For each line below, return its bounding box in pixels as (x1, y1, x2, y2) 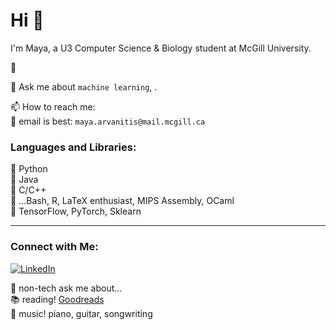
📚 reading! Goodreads (10, 293, 105, 305)
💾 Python (10, 163, 48, 175)
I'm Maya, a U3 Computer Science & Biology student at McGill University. (10, 42, 312, 54)
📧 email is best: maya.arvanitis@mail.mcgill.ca (10, 115, 206, 127)
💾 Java (10, 174, 39, 186)
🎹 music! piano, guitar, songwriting (10, 307, 153, 319)
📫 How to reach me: (10, 100, 96, 113)
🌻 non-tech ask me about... (10, 282, 123, 294)
